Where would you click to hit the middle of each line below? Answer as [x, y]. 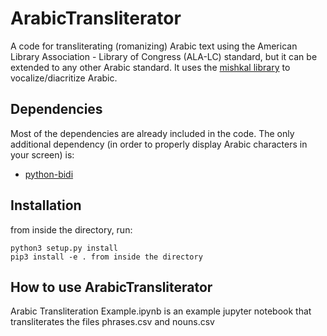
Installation [46, 205]
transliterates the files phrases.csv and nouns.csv [112, 322]
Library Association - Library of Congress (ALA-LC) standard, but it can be [164, 56]
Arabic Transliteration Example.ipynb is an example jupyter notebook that [161, 311]
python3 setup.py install [64, 248]
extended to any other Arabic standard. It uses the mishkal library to [150, 67]
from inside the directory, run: [71, 229]
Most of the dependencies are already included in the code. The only [152, 133]
